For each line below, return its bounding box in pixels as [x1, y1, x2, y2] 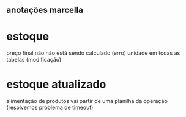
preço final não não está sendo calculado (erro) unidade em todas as [6, 49, 180, 57]
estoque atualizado [6, 77, 106, 91]
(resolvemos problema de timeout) [6, 104, 94, 112]
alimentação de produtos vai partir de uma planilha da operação [6, 97, 168, 105]
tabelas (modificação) [6, 56, 62, 63]
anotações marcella [6, 5, 84, 15]
